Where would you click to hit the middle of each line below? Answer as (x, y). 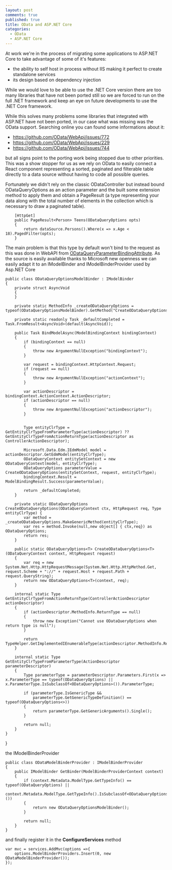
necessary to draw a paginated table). (45, 206)
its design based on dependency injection (57, 80)
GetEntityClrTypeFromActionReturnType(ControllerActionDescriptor (78, 598)
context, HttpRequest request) (82, 554)
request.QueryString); (29, 576)
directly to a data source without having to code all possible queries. (77, 174)
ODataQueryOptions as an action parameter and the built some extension (83, 190)
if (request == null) (47, 369)
